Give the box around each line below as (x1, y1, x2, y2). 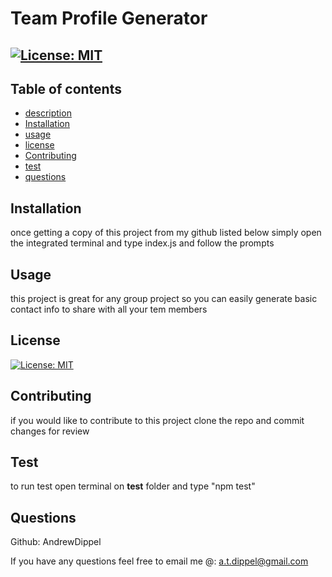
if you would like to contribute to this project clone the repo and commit (10, 414, 305, 426)
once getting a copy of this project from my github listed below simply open (10, 227, 322, 239)
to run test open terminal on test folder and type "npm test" (10, 480, 256, 492)
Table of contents (10, 80, 122, 97)
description (24, 107, 72, 119)
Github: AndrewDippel (10, 536, 102, 548)
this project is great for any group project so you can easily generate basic (10, 293, 318, 305)
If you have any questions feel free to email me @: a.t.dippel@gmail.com (10, 555, 309, 567)
